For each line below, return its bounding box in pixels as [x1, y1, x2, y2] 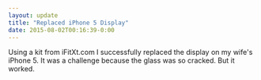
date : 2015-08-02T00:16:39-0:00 [8, 26, 115, 34]
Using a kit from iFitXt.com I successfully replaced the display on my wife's [8, 48, 253, 57]
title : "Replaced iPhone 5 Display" [8, 19, 129, 27]
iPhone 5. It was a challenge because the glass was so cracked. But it [8, 56, 235, 65]
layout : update [8, 11, 59, 20]
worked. [8, 64, 36, 74]
